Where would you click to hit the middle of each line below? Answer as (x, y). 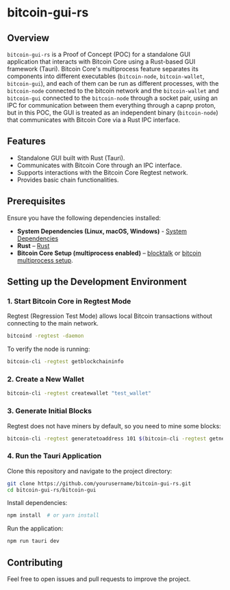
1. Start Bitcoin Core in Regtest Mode (69, 301)
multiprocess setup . (45, 260)
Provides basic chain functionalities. (68, 180)
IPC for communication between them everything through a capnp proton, (112, 105)
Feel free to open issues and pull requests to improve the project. (99, 579)
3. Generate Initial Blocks (50, 411)
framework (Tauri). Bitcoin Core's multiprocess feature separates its (103, 69)
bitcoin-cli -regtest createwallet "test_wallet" (79, 393)
